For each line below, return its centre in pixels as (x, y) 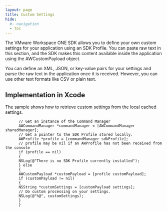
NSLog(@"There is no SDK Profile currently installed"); (79, 161)
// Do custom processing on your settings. (64, 191)
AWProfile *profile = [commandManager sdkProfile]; (73, 139)
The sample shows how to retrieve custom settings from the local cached (81, 107)
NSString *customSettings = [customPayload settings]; (77, 187)
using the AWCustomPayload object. (43, 59)
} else (25, 165)
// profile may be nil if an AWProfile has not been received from (90, 143)
